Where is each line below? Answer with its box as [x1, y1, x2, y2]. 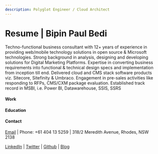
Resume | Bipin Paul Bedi [5, 28, 107, 39]
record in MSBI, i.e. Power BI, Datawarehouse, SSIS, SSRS [5, 85, 122, 91]
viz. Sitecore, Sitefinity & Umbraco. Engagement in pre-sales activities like [5, 75, 153, 80]
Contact [5, 118, 22, 124]
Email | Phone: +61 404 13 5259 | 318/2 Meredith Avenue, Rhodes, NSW [5, 129, 149, 135]
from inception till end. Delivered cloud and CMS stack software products [5, 70, 152, 76]
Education [5, 107, 26, 113]
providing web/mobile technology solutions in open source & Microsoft [5, 49, 147, 55]
